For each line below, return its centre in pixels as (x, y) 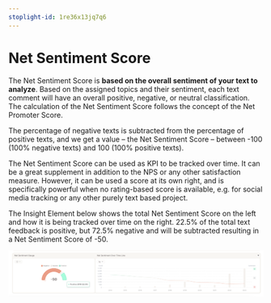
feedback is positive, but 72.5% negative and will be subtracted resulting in (134, 230)
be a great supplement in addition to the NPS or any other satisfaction (125, 172)
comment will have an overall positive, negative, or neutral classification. (129, 98)
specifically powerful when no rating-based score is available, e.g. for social (135, 189)
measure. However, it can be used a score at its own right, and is (116, 180)
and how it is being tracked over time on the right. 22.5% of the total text (129, 221)
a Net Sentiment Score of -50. (58, 239)
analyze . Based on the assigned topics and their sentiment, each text (124, 89)
